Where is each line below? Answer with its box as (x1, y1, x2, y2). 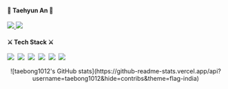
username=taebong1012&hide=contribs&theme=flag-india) (32, 75, 200, 83)
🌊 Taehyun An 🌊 (7, 6, 54, 14)
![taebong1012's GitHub (10, 67, 77, 75)
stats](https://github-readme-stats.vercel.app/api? (78, 67, 222, 75)
